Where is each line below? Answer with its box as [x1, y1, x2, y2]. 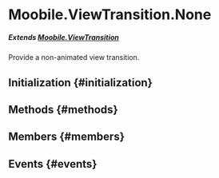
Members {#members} [8, 130, 125, 144]
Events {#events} [8, 157, 98, 171]
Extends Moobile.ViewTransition [8, 32, 120, 42]
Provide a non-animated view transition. [8, 53, 140, 62]
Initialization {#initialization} [8, 76, 153, 89]
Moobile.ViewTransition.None [8, 6, 212, 24]
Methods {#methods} [8, 102, 118, 117]
